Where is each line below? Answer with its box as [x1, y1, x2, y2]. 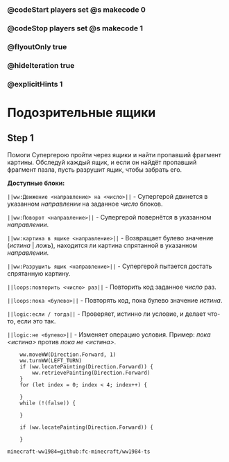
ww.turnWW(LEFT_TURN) [19, 357, 82, 364]
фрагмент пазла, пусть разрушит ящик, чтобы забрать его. [7, 165, 183, 174]
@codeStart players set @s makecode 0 [7, 5, 146, 15]
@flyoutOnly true [7, 42, 67, 51]
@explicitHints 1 [7, 79, 63, 89]
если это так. [17, 317, 56, 325]
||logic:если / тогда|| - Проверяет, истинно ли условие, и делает [7, 310, 206, 318]
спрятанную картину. [7, 269, 71, 278]
